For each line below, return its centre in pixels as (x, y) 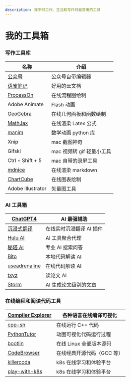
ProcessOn (21, 95)
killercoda (19, 362)
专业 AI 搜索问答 (64, 247)
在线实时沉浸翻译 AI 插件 (74, 229)
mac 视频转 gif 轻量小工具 (81, 152)
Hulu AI (16, 238)
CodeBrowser (24, 353)
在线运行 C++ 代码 (78, 325)
